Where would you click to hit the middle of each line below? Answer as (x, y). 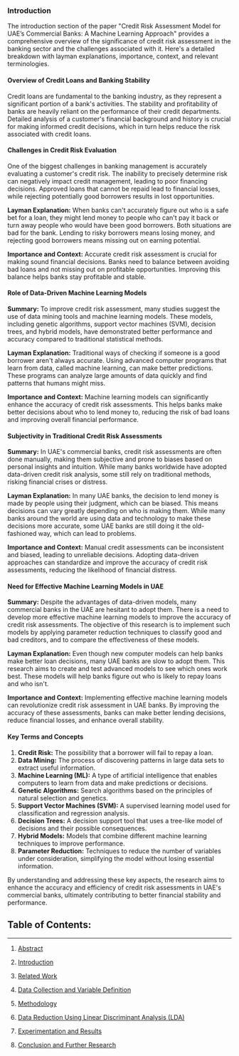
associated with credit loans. (49, 134)
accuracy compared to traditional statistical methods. (85, 339)
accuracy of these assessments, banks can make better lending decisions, (117, 713)
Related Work (37, 976)
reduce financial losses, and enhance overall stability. (86, 720)
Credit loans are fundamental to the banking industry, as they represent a (115, 96)
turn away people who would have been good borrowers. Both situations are (119, 225)
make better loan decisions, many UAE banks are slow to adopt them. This (116, 661)
